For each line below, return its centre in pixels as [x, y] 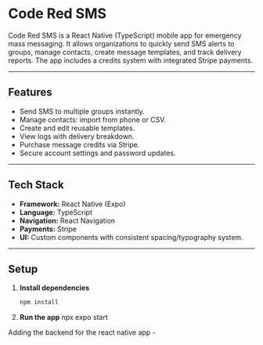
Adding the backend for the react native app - [82, 332]
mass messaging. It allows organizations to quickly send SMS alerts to [121, 43]
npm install [39, 303]
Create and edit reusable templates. [77, 128]
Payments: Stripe [48, 229]
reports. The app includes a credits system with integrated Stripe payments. [130, 60]
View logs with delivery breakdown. [77, 136]
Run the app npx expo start [63, 318]
